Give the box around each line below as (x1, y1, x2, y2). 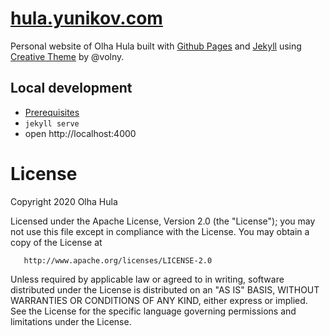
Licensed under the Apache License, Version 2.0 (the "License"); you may (10, 215, 316, 227)
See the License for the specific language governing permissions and (10, 305, 297, 317)
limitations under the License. (10, 315, 132, 327)
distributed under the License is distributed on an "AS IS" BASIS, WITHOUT (10, 283, 320, 296)
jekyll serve (24, 118, 80, 129)
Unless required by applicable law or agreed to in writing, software (10, 273, 285, 285)
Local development (10, 80, 133, 97)
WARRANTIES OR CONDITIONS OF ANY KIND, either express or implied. (10, 294, 308, 306)
